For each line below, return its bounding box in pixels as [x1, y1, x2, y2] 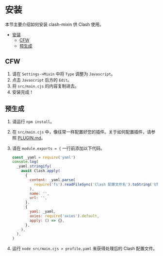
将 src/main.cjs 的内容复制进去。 [12, 83, 79, 89]
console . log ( [12, 159, 39, 164]
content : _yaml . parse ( [30, 177, 76, 182]
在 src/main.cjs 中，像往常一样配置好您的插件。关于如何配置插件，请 [12, 129, 151, 135]
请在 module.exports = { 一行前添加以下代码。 [12, 145, 105, 151]
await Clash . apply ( [21, 169, 61, 173]
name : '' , [30, 191, 49, 196]
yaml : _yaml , [30, 209, 56, 214]
